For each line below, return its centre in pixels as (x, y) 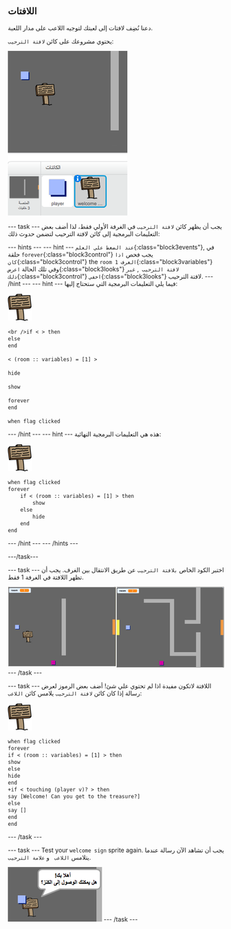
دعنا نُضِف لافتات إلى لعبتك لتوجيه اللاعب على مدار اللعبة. (80, 28)
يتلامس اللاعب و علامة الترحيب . (49, 857)
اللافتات (22, 11)
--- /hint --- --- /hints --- (43, 543)
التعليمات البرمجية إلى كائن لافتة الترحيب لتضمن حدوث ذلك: (84, 234)
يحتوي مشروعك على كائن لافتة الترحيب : (61, 41)
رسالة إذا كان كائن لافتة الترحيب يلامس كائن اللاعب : (75, 693)
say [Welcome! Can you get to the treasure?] (74, 797)
